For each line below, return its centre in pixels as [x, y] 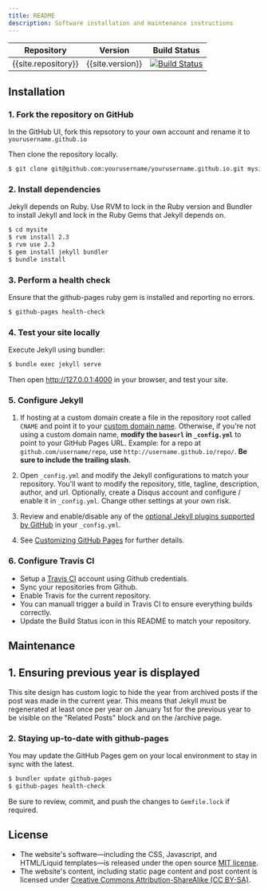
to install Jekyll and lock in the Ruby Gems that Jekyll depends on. [117, 215]
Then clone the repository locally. [63, 154]
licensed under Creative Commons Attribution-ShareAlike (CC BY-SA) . [135, 879]
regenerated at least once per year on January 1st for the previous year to [130, 709]
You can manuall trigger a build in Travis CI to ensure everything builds [136, 604]
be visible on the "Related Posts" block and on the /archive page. [115, 717]
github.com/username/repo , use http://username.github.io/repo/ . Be [133, 452]
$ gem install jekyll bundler [59, 252]
